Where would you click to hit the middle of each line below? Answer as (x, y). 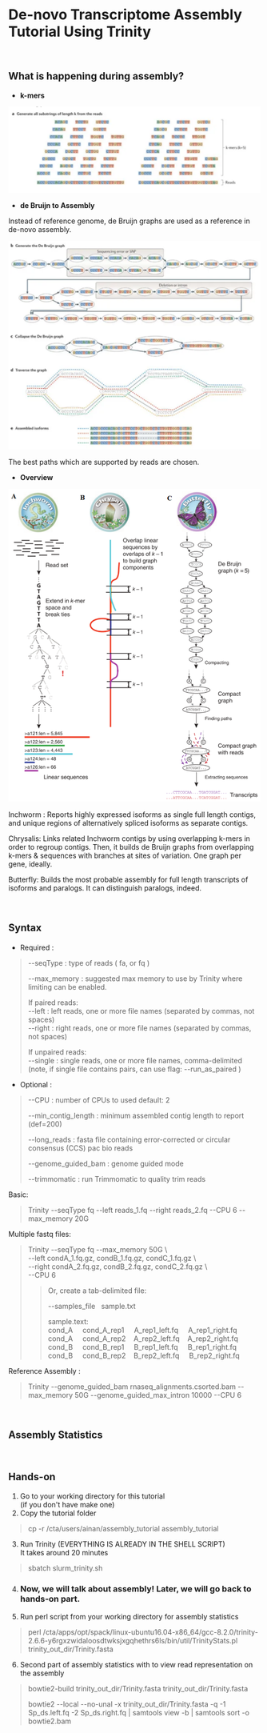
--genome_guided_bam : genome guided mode (106, 1163)
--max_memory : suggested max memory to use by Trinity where (135, 979)
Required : (37, 947)
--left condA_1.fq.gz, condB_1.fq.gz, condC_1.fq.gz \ (112, 1258)
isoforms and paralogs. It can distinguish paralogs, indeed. (105, 888)
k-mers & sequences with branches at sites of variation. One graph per (125, 855)
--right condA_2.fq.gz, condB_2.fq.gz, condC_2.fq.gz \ (118, 1267)
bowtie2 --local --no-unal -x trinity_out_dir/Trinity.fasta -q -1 (127, 1704)
